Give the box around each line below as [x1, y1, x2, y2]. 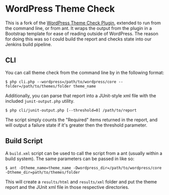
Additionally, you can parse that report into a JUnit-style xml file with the [5, 92, 156, 99]
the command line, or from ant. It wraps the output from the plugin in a [5, 25, 152, 31]
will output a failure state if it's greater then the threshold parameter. [5, 122, 148, 128]
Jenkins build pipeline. [5, 41, 52, 47]
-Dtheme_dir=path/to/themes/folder [5, 170, 80, 175]
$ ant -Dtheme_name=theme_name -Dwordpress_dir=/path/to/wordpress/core [5, 165, 162, 170]
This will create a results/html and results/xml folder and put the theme [5, 178, 157, 185]
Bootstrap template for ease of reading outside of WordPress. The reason [5, 30, 158, 36]
